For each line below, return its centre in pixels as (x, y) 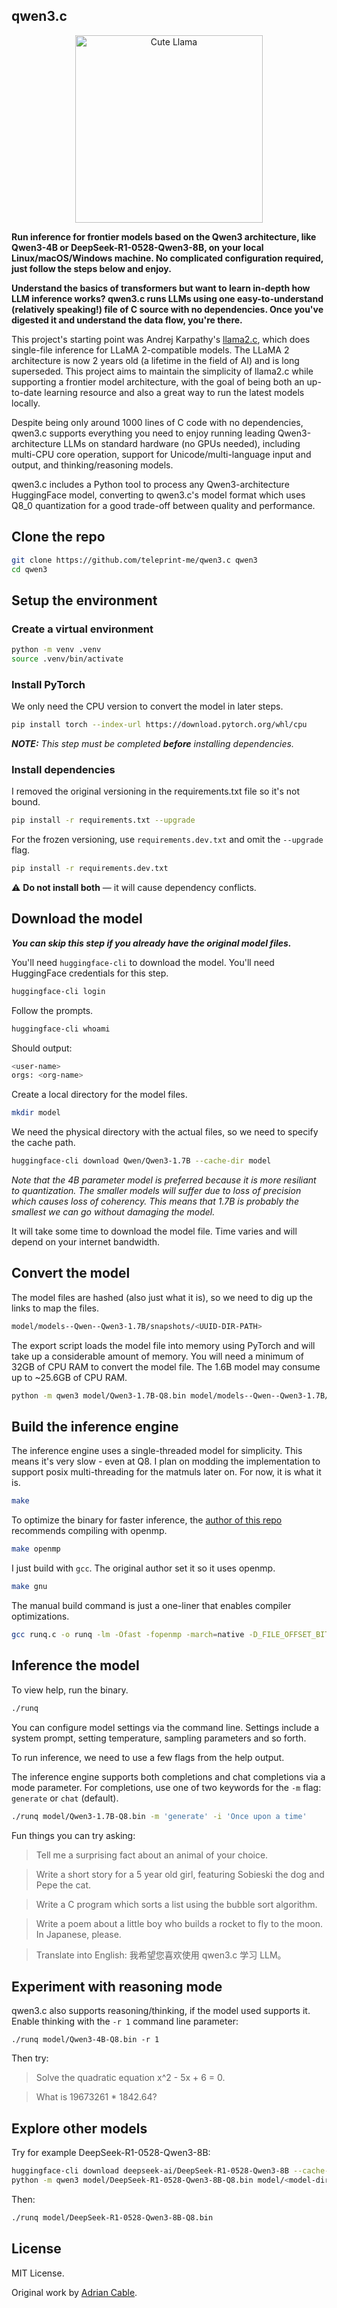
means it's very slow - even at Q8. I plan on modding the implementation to (166, 1461)
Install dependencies (63, 769)
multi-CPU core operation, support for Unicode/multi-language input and (161, 454)
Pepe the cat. (63, 1885)
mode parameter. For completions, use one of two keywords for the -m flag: (166, 1787)
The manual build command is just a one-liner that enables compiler (151, 1606)
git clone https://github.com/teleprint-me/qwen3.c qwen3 (134, 560)
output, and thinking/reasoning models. (92, 465)
